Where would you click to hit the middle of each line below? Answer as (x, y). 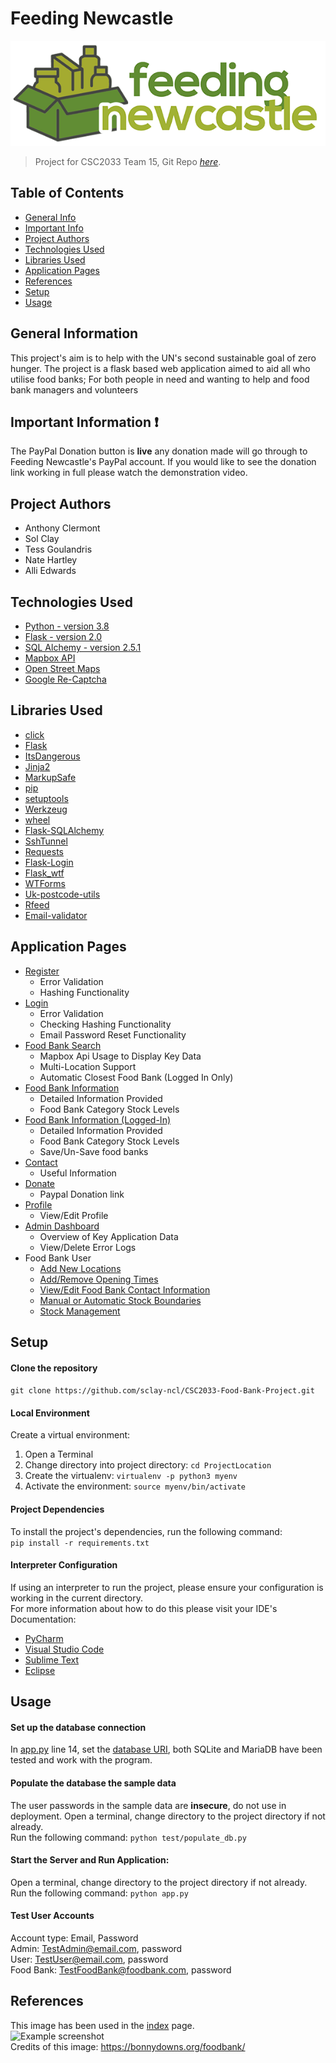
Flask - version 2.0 (63, 636)
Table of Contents (67, 193)
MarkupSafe (50, 777)
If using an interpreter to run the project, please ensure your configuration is (167, 1587)
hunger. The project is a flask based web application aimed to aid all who (160, 368)
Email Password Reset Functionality (113, 1034)
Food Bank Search (63, 1045)
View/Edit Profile (74, 1215)
